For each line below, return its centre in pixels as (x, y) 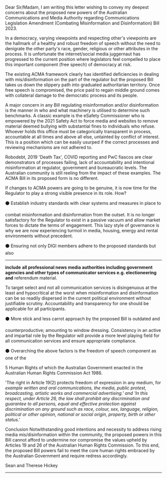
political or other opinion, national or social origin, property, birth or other (80, 414)
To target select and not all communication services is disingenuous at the (81, 288)
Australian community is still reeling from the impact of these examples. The (83, 173)
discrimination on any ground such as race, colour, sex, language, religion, (82, 409)
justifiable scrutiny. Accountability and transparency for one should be (77, 303)
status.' (13, 420)
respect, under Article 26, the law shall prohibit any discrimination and (78, 398)
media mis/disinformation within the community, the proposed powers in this (83, 435)
